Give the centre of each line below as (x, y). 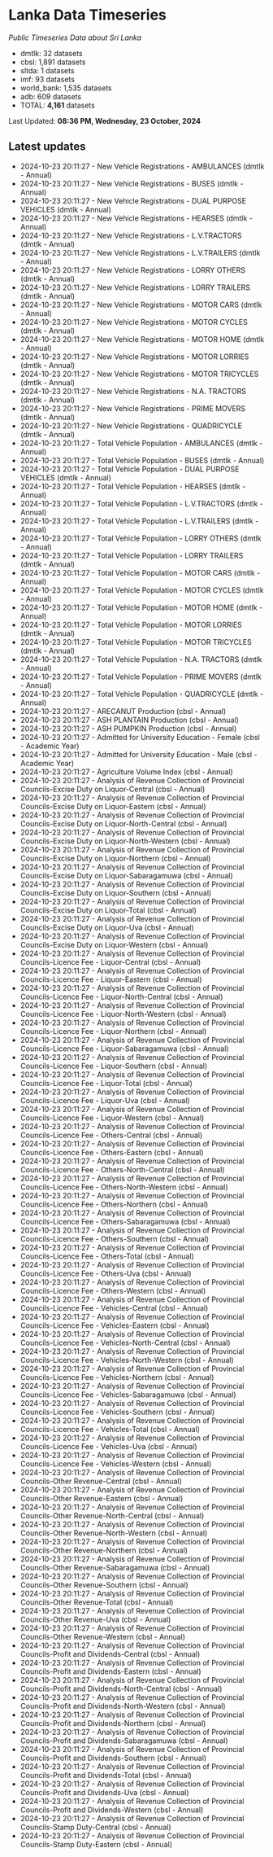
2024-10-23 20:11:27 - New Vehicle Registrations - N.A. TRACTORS (133, 391)
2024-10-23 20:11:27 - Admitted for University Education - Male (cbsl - (139, 754)
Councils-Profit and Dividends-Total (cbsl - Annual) (106, 1775)
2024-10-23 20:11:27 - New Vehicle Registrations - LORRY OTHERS (133, 269)
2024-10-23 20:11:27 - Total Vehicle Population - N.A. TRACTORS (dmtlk (141, 659)
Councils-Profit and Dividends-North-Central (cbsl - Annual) (121, 1688)
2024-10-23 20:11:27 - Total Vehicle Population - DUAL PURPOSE (130, 469)
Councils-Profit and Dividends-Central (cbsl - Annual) (110, 1653)
